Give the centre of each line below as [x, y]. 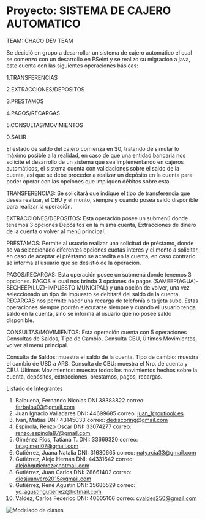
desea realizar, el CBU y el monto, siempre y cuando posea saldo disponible [102, 199]
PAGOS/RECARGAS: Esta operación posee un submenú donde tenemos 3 [99, 274]
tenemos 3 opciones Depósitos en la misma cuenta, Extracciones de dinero [102, 225]
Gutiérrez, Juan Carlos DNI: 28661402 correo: [73, 472]
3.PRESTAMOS [25, 101]
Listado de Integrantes [35, 388]
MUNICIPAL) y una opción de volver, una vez [133, 287]
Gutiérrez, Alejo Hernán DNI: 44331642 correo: [75, 459]
